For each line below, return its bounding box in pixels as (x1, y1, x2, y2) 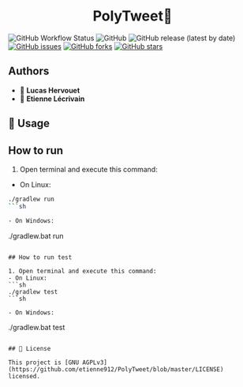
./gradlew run (8, 195, 55, 203)
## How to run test (8, 253, 73, 261)
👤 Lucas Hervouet (19, 85, 80, 95)
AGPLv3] (82, 359, 108, 366)
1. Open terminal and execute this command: (8, 267, 157, 275)
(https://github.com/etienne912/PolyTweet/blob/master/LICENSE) (8, 365, 224, 374)
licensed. (8, 372, 41, 380)
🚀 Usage (8, 117, 50, 130)
